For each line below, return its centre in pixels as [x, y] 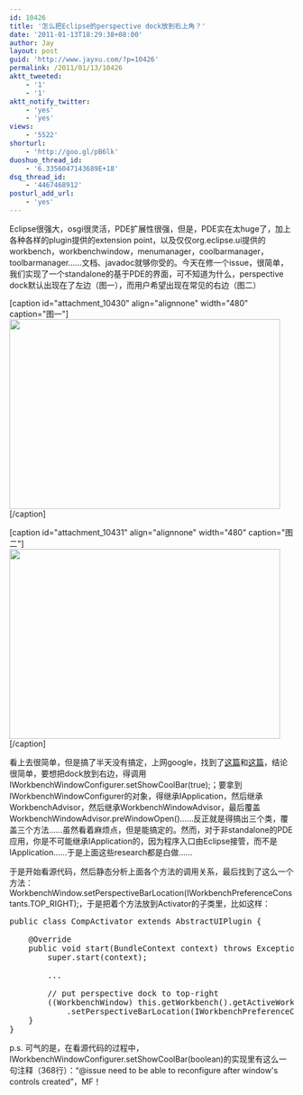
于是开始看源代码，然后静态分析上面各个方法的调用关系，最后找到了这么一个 [151, 871]
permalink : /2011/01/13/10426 [66, 68]
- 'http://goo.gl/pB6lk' [72, 151]
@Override [50, 939]
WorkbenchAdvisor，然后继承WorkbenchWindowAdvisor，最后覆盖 [135, 807]
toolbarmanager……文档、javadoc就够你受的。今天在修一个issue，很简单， [149, 262]
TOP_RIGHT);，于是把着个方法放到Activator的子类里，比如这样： [150, 903]
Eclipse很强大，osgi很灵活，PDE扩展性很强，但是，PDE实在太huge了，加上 [150, 228]
